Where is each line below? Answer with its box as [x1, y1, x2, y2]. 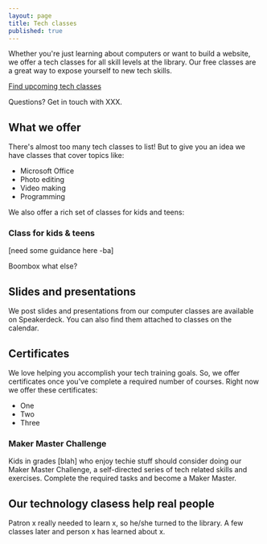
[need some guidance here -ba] [8, 246, 114, 255]
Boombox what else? [8, 261, 78, 271]
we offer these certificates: [8, 385, 98, 395]
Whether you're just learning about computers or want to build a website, [8, 49, 251, 59]
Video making [19, 183, 66, 193]
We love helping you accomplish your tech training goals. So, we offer [8, 368, 240, 378]
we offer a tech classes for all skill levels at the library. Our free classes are [8, 57, 257, 67]
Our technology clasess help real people [8, 496, 215, 510]
